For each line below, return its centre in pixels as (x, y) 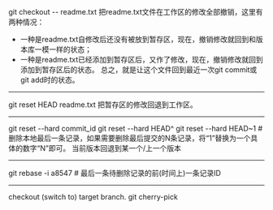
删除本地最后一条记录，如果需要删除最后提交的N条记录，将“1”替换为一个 (130, 138)
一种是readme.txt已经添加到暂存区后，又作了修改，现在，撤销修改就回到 (142, 60)
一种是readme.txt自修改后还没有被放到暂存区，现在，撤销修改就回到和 (138, 39)
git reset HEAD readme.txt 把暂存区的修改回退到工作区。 (103, 105)
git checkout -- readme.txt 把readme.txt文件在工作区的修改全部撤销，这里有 (136, 12)
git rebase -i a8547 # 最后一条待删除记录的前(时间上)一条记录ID (115, 173)
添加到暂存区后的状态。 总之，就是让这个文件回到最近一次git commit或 (139, 70)
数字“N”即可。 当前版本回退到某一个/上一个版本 (102, 148)
